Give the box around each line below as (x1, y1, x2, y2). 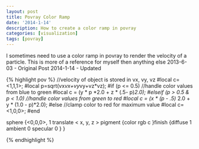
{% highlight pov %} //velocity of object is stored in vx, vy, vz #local (6, 76, 172, 83)
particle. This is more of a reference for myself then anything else (6, 58, 166, 65)
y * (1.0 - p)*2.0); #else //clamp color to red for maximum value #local (6, 101, 176, 108)
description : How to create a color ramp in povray (6, 25, 136, 31)
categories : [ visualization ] (6, 31, 78, 37)
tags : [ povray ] (6, 36, 44, 42)
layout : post (6, 8, 38, 15)
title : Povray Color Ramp (6, 14, 70, 20)
